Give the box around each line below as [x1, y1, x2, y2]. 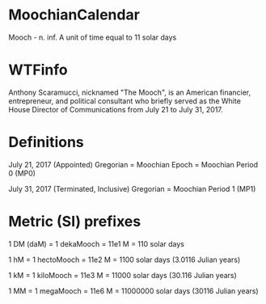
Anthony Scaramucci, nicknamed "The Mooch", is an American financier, [8, 87, 251, 97]
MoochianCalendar [8, 6, 140, 24]
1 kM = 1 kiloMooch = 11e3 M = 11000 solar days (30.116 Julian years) [8, 270, 237, 280]
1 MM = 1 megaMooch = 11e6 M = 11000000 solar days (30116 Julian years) [8, 285, 259, 296]
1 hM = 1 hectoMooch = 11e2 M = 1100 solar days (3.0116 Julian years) [8, 255, 241, 264]
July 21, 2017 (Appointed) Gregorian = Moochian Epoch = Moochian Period [8, 159, 259, 169]
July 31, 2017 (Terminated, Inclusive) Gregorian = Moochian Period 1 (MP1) [8, 184, 256, 193]
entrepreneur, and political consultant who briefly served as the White [8, 95, 241, 106]
